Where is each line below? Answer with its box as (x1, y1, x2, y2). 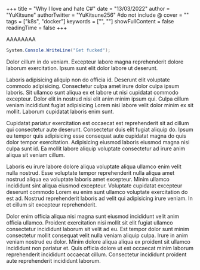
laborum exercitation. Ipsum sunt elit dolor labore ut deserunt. (6, 64, 158, 71)
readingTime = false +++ (6, 24, 67, 31)
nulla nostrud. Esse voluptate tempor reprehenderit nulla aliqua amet (6, 169, 175, 176)
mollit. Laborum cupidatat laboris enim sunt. (6, 108, 115, 115)
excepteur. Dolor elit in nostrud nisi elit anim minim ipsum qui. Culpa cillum (6, 95, 189, 102)
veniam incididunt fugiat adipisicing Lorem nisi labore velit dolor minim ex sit (6, 101, 194, 108)
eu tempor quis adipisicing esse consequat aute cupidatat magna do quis (6, 132, 186, 139)
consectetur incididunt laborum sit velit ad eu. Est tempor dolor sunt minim (6, 225, 190, 232)
